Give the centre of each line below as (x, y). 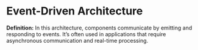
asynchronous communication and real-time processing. (77, 40)
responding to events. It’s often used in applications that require (86, 34)
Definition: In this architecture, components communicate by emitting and (99, 28)
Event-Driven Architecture (75, 11)
